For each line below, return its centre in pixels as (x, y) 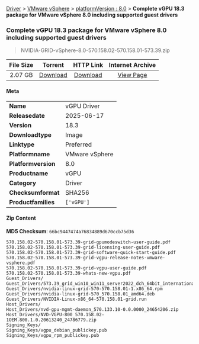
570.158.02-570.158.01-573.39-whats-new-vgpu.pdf (69, 273)
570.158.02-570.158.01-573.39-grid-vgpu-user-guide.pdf (76, 268)
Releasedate (27, 115)
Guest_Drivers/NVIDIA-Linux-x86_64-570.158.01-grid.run (76, 299)
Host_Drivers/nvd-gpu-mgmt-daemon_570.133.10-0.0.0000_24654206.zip (92, 309)
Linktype (22, 144)
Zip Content (21, 218)
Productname (29, 173)
